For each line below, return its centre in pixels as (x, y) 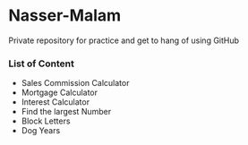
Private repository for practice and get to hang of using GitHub (124, 40)
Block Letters (46, 121)
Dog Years (41, 131)
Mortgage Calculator (60, 93)
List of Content (42, 64)
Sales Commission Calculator (75, 83)
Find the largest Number (66, 112)
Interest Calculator (56, 102)
